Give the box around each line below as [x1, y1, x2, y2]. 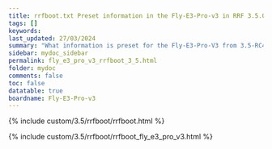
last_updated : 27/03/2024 [8, 34, 96, 43]
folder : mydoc [8, 64, 57, 72]
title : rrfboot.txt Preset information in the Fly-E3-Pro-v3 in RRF [8, 11, 244, 20]
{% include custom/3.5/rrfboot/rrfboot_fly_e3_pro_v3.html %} [8, 132, 213, 142]
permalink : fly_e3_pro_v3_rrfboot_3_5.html [8, 57, 158, 65]
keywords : [8, 27, 42, 35]
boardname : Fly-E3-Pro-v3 [8, 94, 96, 102]
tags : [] [8, 19, 38, 27]
